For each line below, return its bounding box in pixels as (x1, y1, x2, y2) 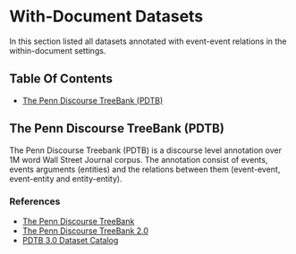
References (9, 195, 61, 207)
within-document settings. (9, 45, 106, 55)
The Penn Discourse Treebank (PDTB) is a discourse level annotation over (9, 145, 282, 156)
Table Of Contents (9, 72, 114, 87)
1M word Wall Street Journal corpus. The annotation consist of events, (9, 154, 268, 165)
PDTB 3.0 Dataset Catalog (21, 234, 119, 245)
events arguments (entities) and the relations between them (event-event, (9, 164, 281, 174)
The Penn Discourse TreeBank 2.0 (21, 225, 149, 236)
